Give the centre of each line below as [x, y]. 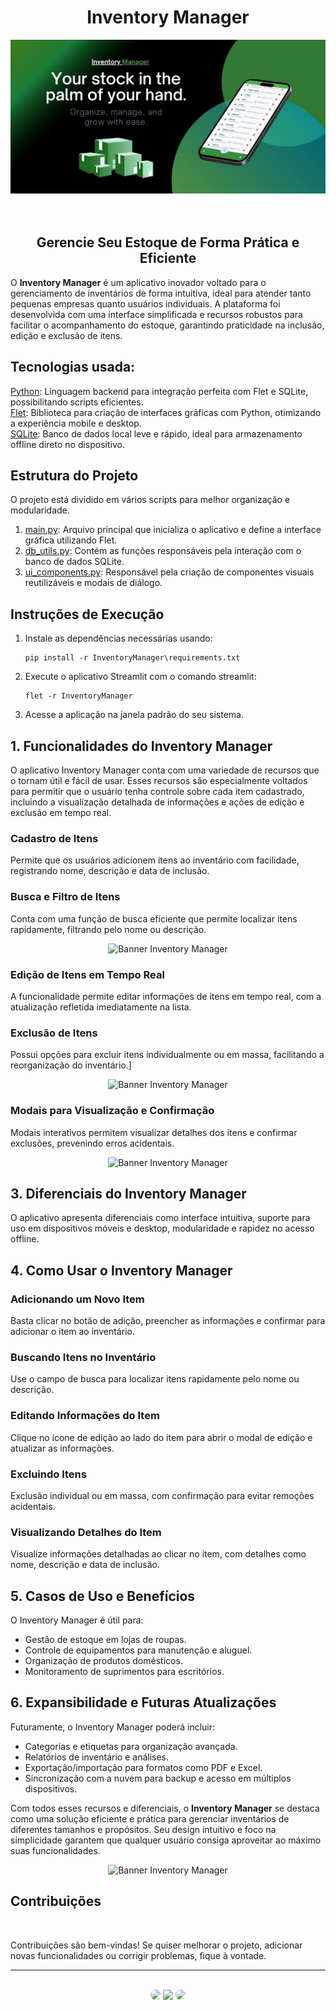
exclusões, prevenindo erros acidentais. [92, 1143]
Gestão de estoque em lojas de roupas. [105, 1640]
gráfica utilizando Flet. [71, 540]
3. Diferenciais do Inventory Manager [128, 1193]
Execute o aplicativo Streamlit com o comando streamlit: [140, 677]
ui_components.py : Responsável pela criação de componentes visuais [169, 572]
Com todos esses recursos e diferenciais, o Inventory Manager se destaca [165, 1808]
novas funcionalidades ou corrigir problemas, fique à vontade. [138, 1955]
